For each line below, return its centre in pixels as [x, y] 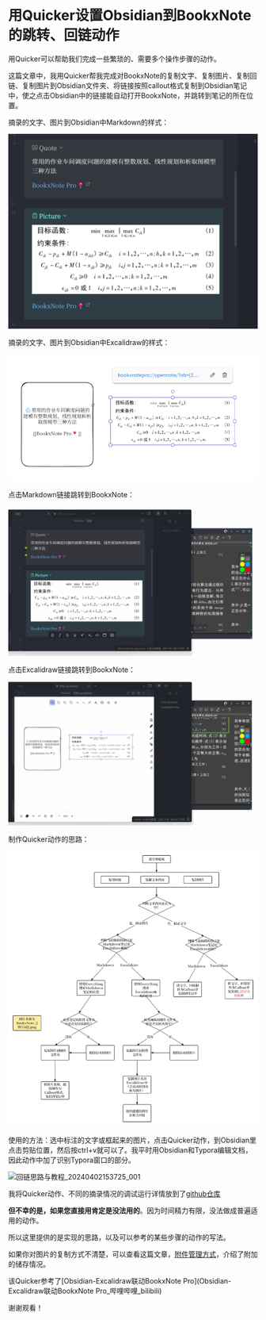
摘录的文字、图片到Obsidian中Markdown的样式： [88, 122]
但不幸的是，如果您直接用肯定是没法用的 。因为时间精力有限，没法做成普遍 [129, 1211]
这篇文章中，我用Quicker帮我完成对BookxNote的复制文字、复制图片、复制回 [133, 75]
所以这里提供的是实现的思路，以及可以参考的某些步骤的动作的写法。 [119, 1237]
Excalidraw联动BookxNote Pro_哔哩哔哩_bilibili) [85, 1291]
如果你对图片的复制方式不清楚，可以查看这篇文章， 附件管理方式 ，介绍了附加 [133, 1254]
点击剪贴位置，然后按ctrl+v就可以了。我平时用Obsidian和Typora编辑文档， [130, 1149]
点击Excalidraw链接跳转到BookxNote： [72, 670]
